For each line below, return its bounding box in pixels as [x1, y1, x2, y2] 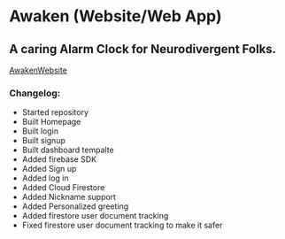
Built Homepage [21, 117, 81, 127]
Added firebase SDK [21, 154, 97, 165]
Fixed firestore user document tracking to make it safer [21, 220, 223, 231]
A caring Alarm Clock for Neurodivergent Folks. [9, 42, 277, 57]
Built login [21, 126, 59, 136]
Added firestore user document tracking [21, 211, 169, 221]
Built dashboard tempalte [21, 144, 114, 156]
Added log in [21, 173, 69, 183]
